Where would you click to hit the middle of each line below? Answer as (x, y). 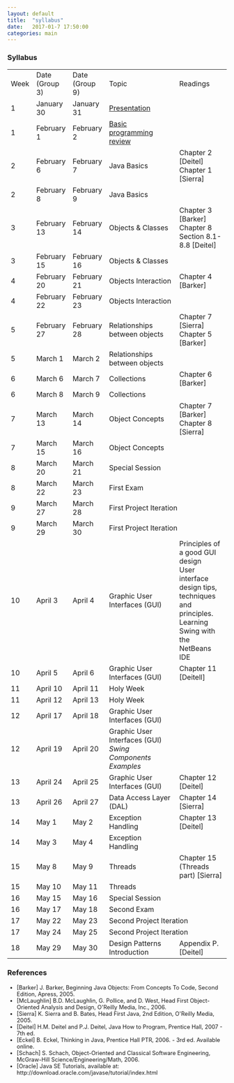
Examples (125, 766)
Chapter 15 (198, 857)
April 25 (86, 781)
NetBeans (195, 648)
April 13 (86, 700)
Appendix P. (199, 943)
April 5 (47, 672)
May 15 (48, 898)
